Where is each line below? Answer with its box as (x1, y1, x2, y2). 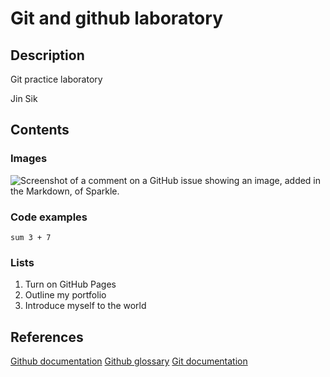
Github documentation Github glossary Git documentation (10, 355, 248, 367)
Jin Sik (10, 93, 38, 104)
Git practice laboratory (10, 73, 103, 85)
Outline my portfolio (24, 289, 107, 301)
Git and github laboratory (10, 7, 223, 30)
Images (10, 152, 48, 166)
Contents (10, 122, 70, 139)
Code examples (10, 210, 88, 224)
